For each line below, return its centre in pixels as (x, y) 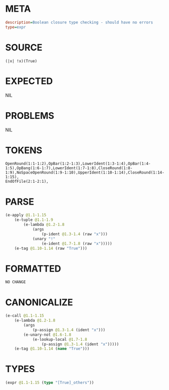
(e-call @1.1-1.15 (25, 316)
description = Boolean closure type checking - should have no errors (79, 22)
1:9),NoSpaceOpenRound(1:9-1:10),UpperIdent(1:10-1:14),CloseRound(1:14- (85, 173)
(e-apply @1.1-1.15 (26, 215)
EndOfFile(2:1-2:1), (27, 182)
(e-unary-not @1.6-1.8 (47, 335)
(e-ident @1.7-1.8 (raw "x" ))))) (77, 243)
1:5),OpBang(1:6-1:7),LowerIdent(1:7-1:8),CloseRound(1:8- (69, 168)
